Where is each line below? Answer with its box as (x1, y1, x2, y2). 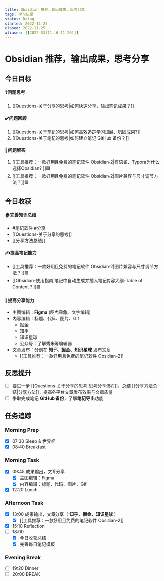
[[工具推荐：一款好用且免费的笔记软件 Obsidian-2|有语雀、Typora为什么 (12, 159, 160, 165)
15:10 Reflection (12, 523, 45, 529)
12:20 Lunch (12, 487, 38, 493)
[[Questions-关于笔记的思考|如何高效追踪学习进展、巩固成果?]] (12, 129, 141, 135)
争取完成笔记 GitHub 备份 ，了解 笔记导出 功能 (12, 395, 104, 401)
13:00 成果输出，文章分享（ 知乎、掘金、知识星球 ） (12, 511, 119, 517)
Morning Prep (5, 427, 39, 434)
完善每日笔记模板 (19, 541, 55, 547)
